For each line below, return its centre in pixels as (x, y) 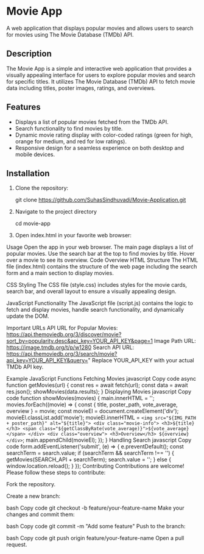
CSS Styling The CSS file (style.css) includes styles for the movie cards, (97, 285)
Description (29, 54)
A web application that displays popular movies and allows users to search (100, 28)
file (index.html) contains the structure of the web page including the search (102, 267)
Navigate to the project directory (56, 212)
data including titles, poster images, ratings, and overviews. (81, 88)
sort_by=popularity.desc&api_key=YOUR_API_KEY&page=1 (80, 341)
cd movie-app (33, 223)
